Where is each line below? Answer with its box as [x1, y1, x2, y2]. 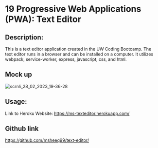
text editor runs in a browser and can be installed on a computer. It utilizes [5, 51, 154, 57]
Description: [5, 33, 44, 41]
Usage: [5, 97, 28, 106]
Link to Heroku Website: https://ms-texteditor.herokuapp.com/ [5, 111, 130, 116]
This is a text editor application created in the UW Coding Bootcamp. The [5, 46, 152, 52]
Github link [5, 125, 39, 133]
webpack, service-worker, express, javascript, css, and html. [5, 56, 127, 62]
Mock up [5, 71, 33, 79]
